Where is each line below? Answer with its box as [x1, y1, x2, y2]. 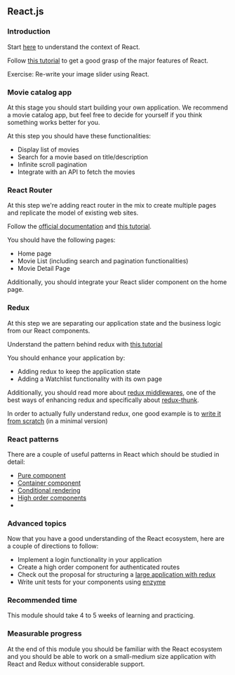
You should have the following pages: [7, 236, 116, 244]
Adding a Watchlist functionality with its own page [17, 375, 163, 383]
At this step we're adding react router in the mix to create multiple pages [7, 201, 217, 210]
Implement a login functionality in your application [17, 556, 163, 564]
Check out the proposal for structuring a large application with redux [17, 570, 216, 579]
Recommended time [7, 596, 78, 606]
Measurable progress [7, 629, 82, 639]
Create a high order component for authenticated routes [17, 563, 180, 571]
